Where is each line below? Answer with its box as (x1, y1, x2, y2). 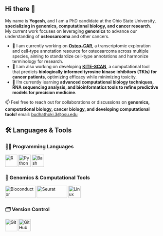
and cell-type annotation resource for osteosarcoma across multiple (12, 48, 149, 54)
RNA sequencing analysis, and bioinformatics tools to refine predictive (12, 84, 159, 90)
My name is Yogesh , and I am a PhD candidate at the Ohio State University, (5, 18, 156, 23)
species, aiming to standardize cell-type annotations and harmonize (12, 53, 148, 59)
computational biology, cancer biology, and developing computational (5, 106, 150, 112)
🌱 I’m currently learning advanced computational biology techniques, (12, 79, 154, 85)
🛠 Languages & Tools (5, 126, 72, 135)
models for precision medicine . (12, 89, 76, 95)
